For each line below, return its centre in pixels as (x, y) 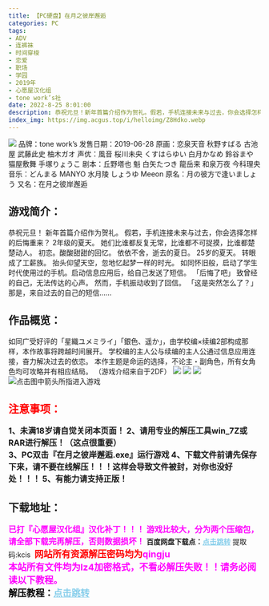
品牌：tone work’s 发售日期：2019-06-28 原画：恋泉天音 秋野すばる (130, 143)
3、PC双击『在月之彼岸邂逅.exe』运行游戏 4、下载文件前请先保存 (133, 455)
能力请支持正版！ (95, 479)
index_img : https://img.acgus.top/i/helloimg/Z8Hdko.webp (107, 120)
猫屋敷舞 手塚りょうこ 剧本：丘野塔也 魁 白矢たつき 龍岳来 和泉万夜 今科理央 (134, 164)
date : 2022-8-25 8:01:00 (50, 105)
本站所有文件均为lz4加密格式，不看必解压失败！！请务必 (128, 568)
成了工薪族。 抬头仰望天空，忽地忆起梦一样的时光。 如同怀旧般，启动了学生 (133, 262)
